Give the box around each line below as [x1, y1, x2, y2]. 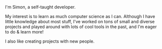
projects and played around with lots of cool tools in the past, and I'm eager [5, 24, 157, 30]
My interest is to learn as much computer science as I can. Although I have [5, 14, 155, 19]
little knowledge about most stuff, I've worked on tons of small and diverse [5, 19, 155, 24]
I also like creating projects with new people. [5, 38, 95, 44]
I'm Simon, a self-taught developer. [5, 4, 76, 10]
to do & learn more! [5, 29, 44, 34]
